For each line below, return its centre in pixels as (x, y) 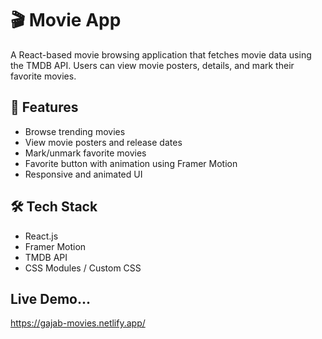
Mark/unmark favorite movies (85, 153)
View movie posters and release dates (103, 142)
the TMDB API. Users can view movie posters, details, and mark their (152, 65)
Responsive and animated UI (83, 174)
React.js (41, 236)
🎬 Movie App (66, 20)
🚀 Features (44, 107)
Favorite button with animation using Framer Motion (131, 163)
